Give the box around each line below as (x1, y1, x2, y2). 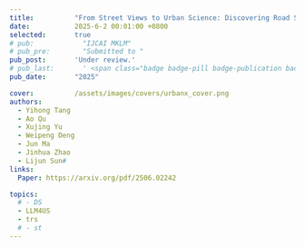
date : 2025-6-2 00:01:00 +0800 (9, 22, 169, 31)
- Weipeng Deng (17, 131, 75, 141)
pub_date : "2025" (9, 73, 100, 82)
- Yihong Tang (17, 105, 71, 114)
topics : (9, 190, 39, 199)
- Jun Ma (17, 140, 51, 149)
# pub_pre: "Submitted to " (9, 47, 144, 56)
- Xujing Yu (17, 123, 64, 132)
